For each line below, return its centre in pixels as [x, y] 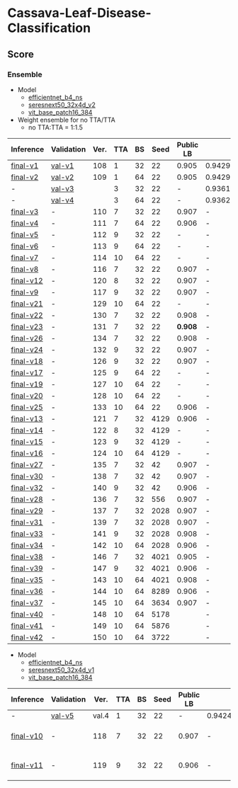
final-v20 [27, 396]
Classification [49, 28]
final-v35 [27, 580]
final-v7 [25, 258]
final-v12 [27, 280]
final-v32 [27, 488]
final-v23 [27, 326]
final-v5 [25, 234]
